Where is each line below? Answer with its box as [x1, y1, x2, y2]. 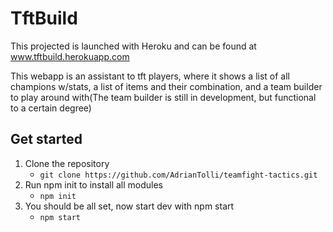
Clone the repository [24, 157, 110, 169]
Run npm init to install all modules [24, 178, 163, 191]
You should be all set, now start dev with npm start [24, 200, 235, 212]
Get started [10, 131, 83, 148]
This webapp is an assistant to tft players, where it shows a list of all [10, 70, 290, 82]
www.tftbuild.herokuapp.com [10, 50, 130, 62]
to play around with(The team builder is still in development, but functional [10, 91, 317, 103]
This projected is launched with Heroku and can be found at [10, 40, 257, 52]
